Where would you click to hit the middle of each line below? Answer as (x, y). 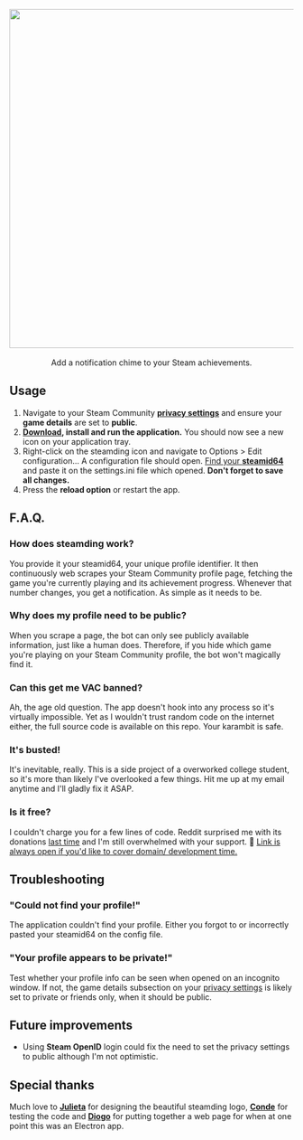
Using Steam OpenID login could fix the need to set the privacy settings (156, 1047)
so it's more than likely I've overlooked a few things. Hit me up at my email (147, 779)
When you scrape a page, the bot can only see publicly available (129, 635)
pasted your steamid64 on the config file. (86, 935)
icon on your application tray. (77, 441)
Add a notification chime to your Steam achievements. (151, 363)
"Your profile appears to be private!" (91, 958)
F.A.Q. (27, 518)
